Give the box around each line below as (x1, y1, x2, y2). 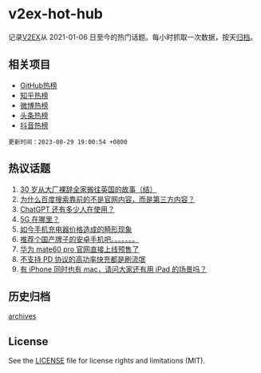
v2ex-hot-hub (8, 5, 104, 23)
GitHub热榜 (19, 81, 57, 90)
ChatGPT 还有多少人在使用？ (19, 204, 116, 214)
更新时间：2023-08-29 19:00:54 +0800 (8, 137, 128, 146)
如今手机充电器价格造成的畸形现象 (19, 224, 132, 234)
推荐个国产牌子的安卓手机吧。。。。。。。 (19, 234, 140, 244)
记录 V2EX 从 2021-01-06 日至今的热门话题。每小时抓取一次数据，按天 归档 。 (8, 32, 258, 42)
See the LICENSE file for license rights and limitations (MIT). (8, 356, 206, 366)
